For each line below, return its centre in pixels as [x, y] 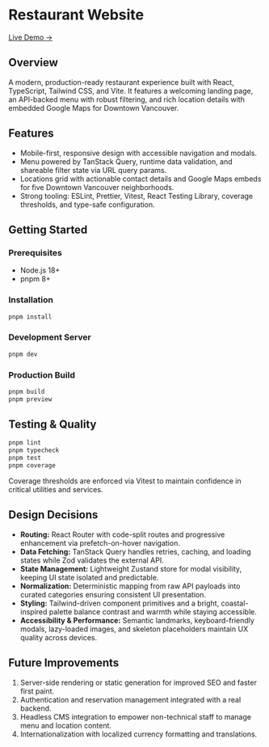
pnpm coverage [32, 466]
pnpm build [27, 391]
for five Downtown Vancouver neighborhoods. [97, 187]
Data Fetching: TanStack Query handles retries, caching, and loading [136, 551]
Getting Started [48, 229]
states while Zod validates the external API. [92, 560]
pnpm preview [30, 399]
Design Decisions [53, 515]
